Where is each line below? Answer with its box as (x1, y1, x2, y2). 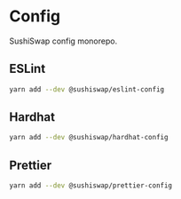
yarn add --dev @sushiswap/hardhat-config (9, 133, 169, 142)
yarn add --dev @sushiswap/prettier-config (9, 181, 173, 190)
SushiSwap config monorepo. (9, 36, 118, 46)
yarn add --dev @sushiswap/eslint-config (9, 84, 165, 94)
